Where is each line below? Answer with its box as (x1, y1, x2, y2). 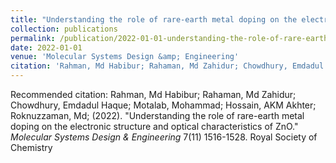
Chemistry (10, 142, 53, 153)
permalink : (10, 33, 56, 43)
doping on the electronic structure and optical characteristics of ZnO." (10, 121, 299, 132)
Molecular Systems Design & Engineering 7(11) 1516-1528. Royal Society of (10, 131, 318, 143)
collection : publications (10, 24, 118, 34)
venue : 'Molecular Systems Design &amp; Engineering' (10, 52, 240, 62)
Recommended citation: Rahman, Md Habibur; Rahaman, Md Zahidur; (10, 89, 297, 100)
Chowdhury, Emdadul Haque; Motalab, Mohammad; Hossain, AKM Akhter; (10, 99, 317, 111)
